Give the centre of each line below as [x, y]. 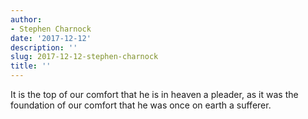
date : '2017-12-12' [51, 38]
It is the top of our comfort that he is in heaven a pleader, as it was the [154, 94]
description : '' [44, 47]
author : [26, 19]
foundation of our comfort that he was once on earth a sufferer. [141, 105]
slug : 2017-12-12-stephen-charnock [84, 57]
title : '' [31, 66]
